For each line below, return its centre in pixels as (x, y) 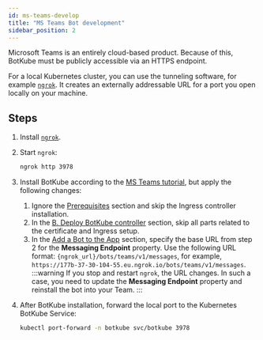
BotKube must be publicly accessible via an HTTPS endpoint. (108, 61)
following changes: (51, 191)
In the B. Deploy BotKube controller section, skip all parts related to (141, 223)
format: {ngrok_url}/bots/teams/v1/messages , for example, (127, 256)
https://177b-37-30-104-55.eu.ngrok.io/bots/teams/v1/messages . (139, 265)
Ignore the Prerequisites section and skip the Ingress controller (134, 206)
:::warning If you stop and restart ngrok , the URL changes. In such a (141, 273)
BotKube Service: (48, 314)
